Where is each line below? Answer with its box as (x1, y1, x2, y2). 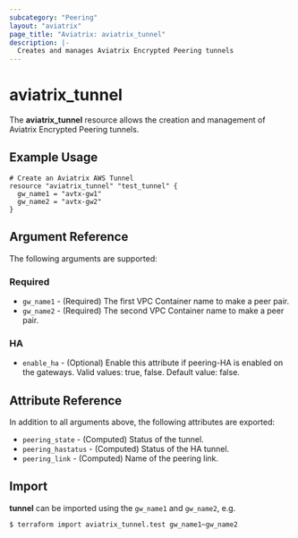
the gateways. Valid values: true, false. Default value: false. (21, 367, 240, 378)
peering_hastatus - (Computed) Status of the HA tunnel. (21, 444, 230, 455)
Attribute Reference (9, 393, 123, 408)
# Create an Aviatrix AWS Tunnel (9, 174, 134, 183)
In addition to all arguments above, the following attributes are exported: (9, 417, 276, 428)
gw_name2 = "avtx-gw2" (17, 197, 102, 206)
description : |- (9, 38, 70, 47)
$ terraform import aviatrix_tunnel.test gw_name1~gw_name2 (9, 520, 239, 529)
